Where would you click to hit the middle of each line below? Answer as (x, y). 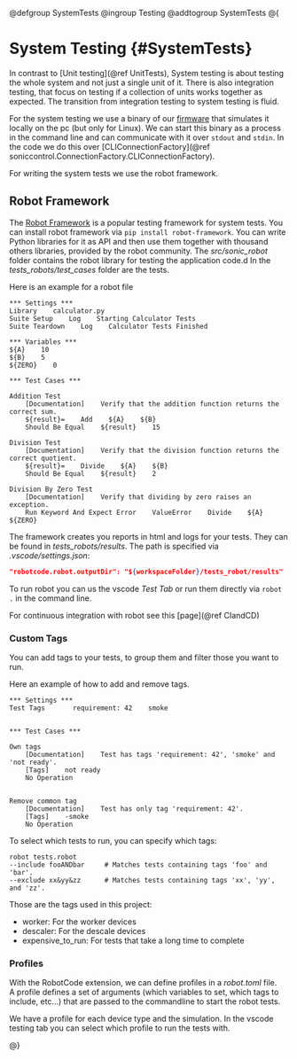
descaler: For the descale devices (84, 931)
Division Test (35, 442)
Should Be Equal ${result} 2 (91, 473)
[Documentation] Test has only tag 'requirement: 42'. (134, 809)
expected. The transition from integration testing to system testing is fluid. (144, 101)
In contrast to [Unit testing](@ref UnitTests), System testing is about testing (147, 73)
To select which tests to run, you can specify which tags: (113, 840)
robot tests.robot (43, 857)
